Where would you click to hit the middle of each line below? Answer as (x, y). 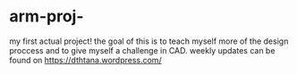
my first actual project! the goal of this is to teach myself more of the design (149, 41)
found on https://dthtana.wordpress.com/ (86, 60)
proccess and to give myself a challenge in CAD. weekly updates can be (142, 50)
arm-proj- (47, 16)
